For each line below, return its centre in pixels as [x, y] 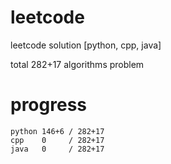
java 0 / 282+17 [57, 149]
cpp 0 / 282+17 [57, 140]
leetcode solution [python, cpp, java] [86, 45]
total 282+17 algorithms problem [77, 64]
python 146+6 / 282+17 [57, 131]
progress [48, 105]
